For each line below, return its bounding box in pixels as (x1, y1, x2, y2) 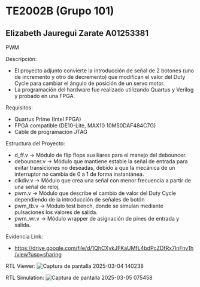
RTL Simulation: (5, 274, 44, 281)
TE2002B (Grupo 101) (5, 4, 114, 18)
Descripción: (5, 56, 37, 62)
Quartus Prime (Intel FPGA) (14, 115, 81, 123)
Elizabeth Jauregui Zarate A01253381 (5, 28, 149, 38)
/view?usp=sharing (14, 251, 62, 258)
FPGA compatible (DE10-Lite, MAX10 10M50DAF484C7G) (14, 122, 156, 129)
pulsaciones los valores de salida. (14, 209, 98, 216)
